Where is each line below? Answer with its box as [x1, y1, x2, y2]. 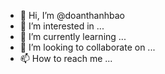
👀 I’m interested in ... [19, 20, 105, 32]
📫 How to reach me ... [19, 53, 113, 64]
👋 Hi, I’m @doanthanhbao [19, 10, 125, 21]
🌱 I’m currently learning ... [19, 31, 127, 42]
